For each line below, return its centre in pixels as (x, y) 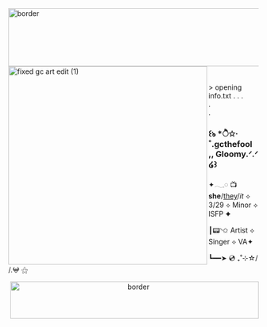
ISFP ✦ (220, 214)
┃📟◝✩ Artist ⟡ (232, 230)
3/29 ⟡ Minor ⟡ (233, 205)
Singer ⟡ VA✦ (231, 242)
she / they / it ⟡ (230, 196)
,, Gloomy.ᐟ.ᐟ (233, 154)
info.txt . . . (226, 96)
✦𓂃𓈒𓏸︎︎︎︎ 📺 (223, 185)
